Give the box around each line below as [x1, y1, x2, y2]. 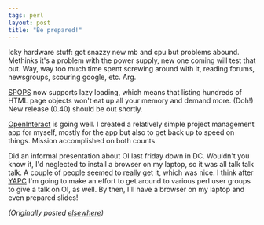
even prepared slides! [8, 193, 79, 202]
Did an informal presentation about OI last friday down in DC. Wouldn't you [8, 151, 250, 161]
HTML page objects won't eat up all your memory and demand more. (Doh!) [8, 96, 254, 106]
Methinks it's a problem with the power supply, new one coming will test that [8, 56, 256, 65]
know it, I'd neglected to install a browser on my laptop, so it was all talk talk [8, 160, 254, 169]
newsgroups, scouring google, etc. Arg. [8, 72, 137, 82]
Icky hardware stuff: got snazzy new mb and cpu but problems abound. [8, 48, 240, 57]
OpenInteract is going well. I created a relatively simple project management [8, 119, 255, 129]
